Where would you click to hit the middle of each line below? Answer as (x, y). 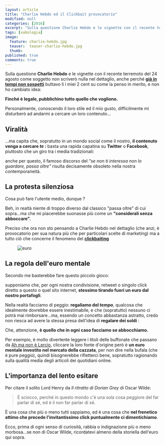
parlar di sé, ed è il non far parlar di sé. (56, 402)
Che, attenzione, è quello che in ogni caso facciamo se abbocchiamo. (77, 330)
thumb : (16, 51)
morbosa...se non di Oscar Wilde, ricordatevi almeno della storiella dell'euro (82, 432)
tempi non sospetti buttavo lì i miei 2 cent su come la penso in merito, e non (82, 84)
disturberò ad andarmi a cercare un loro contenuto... (58, 114)
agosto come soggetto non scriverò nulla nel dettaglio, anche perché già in (81, 79)
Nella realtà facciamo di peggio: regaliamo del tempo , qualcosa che (74, 305)
